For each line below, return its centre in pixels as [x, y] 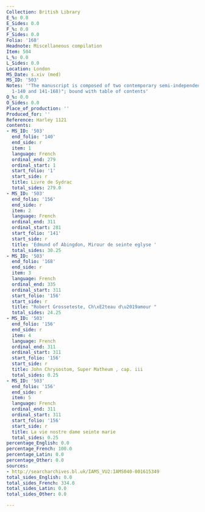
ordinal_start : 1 [34, 165]
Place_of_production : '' [38, 108]
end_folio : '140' [34, 137]
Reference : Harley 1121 [37, 120]
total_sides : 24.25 [37, 313]
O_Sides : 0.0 [23, 103]
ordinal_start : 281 [37, 228]
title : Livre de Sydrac [42, 182]
